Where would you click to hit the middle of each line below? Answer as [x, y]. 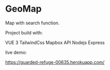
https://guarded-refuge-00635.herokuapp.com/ [55, 62]
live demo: [16, 52]
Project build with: [24, 32]
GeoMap [23, 9]
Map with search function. [32, 23]
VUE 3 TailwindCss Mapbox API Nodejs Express [55, 42]
